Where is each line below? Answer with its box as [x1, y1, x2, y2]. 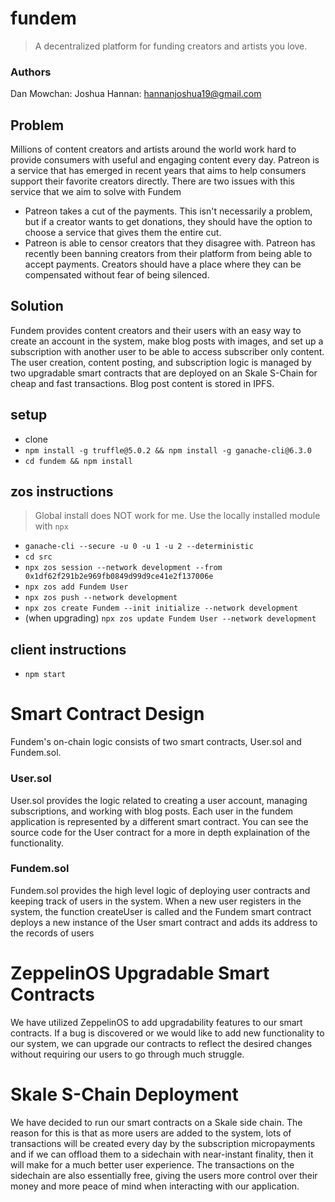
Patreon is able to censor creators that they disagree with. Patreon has [24, 237, 316, 249]
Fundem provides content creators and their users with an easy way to [10, 324, 302, 336]
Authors [10, 65, 52, 79]
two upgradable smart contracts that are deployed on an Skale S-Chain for [10, 367, 318, 379]
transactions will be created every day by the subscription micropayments [10, 1137, 316, 1149]
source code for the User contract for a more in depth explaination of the [10, 826, 311, 838]
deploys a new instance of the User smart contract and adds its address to [10, 916, 318, 928]
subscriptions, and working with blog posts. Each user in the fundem [10, 805, 294, 817]
